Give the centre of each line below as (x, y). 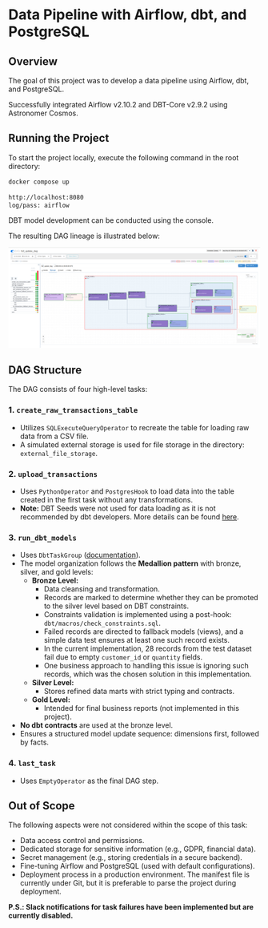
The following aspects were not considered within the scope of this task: (128, 825)
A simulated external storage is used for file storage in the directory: (132, 444)
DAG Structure (45, 370)
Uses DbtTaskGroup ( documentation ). (80, 555)
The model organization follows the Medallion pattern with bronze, (130, 563)
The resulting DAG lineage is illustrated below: (84, 236)
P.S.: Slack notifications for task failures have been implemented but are (131, 907)
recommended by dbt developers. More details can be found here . (130, 516)
